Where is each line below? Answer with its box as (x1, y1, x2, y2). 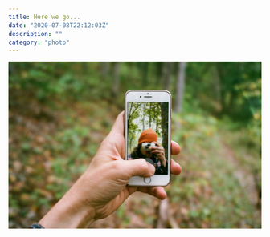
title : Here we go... (8, 13, 81, 21)
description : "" (8, 30, 63, 38)
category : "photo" (8, 38, 70, 46)
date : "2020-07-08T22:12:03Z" (8, 21, 110, 30)
